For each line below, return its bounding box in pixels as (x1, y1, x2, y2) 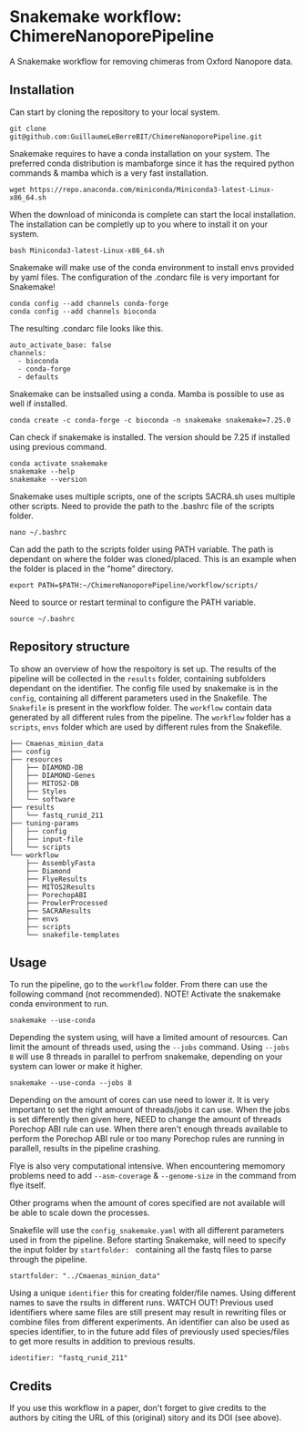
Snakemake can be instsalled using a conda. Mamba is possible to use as (9, 388, 285, 399)
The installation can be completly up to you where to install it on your (9, 219, 269, 230)
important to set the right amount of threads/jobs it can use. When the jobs (9, 1104, 290, 1115)
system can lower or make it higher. (9, 1061, 143, 1072)
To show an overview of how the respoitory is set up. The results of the (9, 663, 277, 674)
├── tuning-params (9, 818, 79, 828)
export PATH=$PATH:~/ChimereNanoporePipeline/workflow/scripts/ (9, 580, 259, 589)
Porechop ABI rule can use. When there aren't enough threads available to (9, 1123, 289, 1135)
